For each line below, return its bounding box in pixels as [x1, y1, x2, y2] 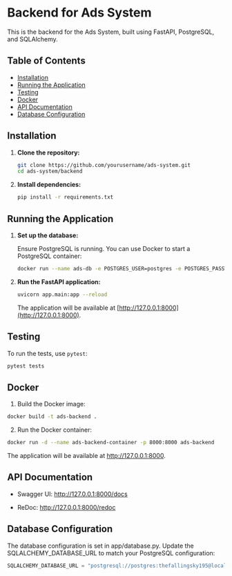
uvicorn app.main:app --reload [17, 291, 108, 298]
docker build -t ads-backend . [7, 413, 97, 420]
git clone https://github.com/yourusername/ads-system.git [17, 161, 191, 168]
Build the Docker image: [17, 400, 86, 408]
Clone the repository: [17, 148, 80, 157]
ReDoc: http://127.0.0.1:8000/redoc [17, 503, 116, 511]
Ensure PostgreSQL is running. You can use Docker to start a [17, 245, 191, 252]
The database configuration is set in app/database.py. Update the [7, 542, 195, 550]
